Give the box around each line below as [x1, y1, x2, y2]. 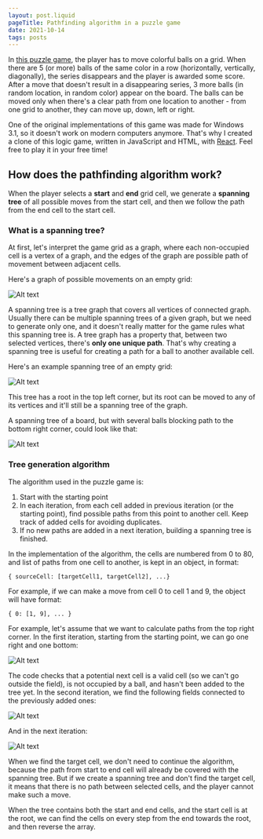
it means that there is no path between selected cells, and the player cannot [8, 782, 254, 791]
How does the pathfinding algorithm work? [8, 168, 222, 181]
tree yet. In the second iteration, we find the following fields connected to [8, 688, 245, 697]
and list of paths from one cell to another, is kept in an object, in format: [8, 557, 239, 567]
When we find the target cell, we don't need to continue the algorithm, [8, 757, 236, 766]
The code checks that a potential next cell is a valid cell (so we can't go [8, 670, 239, 680]
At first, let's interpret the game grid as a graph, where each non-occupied [8, 243, 250, 252]
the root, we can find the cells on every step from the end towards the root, [8, 813, 251, 823]
